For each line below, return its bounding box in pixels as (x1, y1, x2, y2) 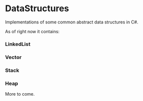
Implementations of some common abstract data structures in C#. (5, 19, 139, 25)
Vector (5, 54, 22, 61)
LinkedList (5, 40, 30, 47)
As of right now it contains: (5, 28, 60, 34)
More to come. (5, 91, 35, 97)
